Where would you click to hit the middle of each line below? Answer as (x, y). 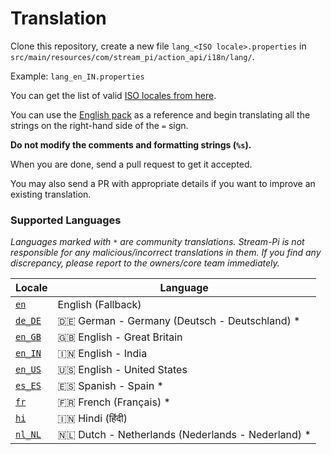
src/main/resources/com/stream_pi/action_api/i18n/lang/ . (132, 56)
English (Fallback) (99, 305)
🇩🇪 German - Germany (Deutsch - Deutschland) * (179, 321)
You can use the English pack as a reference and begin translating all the (160, 114)
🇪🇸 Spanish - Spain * (110, 386)
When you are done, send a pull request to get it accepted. (131, 164)
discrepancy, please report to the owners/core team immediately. (145, 263)
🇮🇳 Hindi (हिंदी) (92, 419)
